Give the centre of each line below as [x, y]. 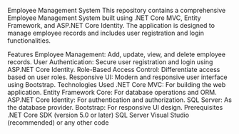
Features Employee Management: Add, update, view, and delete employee [117, 54]
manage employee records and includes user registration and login [106, 33]
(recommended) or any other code [58, 123]
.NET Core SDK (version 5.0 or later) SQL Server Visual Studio [98, 115]
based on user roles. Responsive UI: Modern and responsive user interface [118, 77]
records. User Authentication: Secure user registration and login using [110, 62]
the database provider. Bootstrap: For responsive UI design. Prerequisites [115, 107]
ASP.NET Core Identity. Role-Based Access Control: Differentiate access [114, 69]
